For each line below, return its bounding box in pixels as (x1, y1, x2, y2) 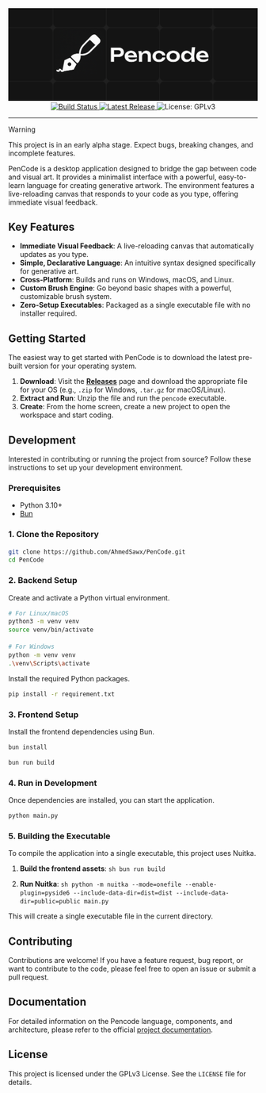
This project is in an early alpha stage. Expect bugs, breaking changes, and (8, 140, 253, 149)
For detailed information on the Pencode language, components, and (8, 1016, 233, 1026)
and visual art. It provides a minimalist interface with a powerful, (8, 172, 217, 182)
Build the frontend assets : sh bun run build (19, 864, 166, 873)
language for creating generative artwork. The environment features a (26, 180, 255, 190)
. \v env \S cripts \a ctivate (8, 659, 90, 667)
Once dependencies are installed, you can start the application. (8, 795, 215, 804)
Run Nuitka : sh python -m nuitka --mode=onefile (19, 880, 182, 889)
